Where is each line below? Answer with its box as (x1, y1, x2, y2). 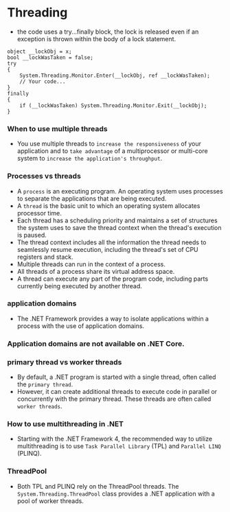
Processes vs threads (7, 172, 81, 181)
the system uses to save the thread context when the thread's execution (16, 223, 222, 231)
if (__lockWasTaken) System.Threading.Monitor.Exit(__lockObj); (19, 102, 207, 109)
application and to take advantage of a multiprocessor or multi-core (16, 147, 208, 155)
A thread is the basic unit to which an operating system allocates (16, 201, 200, 210)
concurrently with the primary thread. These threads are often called (16, 395, 211, 403)
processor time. (16, 209, 62, 217)
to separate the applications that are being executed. (16, 194, 167, 202)
